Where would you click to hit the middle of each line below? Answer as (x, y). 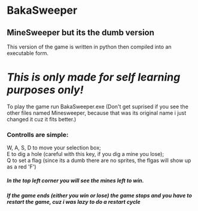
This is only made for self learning (94, 77)
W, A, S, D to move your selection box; (54, 148)
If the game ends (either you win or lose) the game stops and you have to (99, 195)
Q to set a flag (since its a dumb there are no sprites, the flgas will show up (99, 160)
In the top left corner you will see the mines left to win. (75, 181)
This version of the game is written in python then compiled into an (89, 47)
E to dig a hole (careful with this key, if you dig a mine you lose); (85, 154)
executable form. (28, 53)
